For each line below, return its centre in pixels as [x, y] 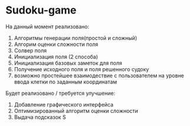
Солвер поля [30, 50]
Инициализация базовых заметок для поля [68, 63]
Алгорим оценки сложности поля [56, 44]
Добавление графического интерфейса [64, 104]
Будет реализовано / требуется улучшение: [60, 93]
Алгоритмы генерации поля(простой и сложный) [76, 38]
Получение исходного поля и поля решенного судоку [81, 69]
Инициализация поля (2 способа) [56, 57]
